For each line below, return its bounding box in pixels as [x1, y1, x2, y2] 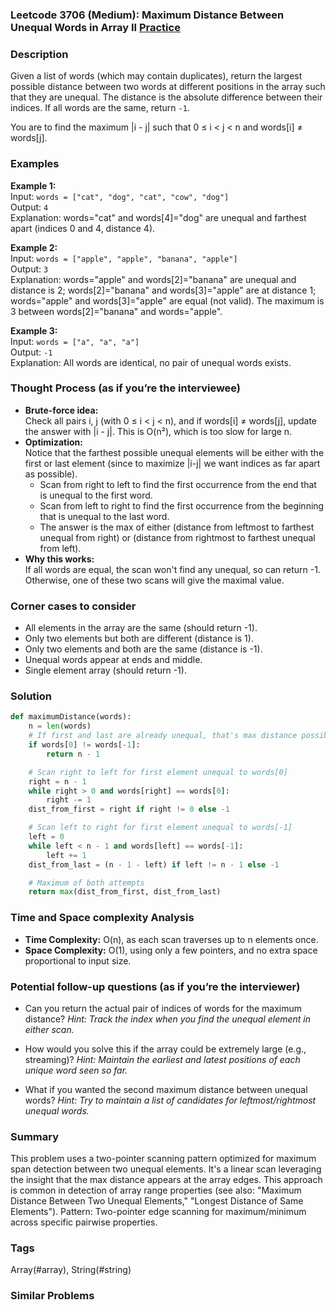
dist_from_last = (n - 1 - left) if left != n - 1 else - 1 [28, 859, 280, 870]
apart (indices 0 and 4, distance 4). [10, 222, 156, 234]
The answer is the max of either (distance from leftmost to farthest [39, 521, 315, 533]
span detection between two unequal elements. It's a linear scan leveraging [10, 1163, 322, 1175]
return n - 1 [46, 749, 101, 759]
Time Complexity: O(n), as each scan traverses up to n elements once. [24, 933, 319, 945]
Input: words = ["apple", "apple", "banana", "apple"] [10, 252, 238, 264]
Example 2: [10, 241, 58, 253]
